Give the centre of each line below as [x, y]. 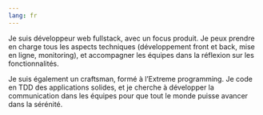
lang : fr [23, 15]
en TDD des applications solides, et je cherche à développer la [111, 87]
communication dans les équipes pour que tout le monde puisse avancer [128, 95]
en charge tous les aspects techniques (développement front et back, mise [132, 46]
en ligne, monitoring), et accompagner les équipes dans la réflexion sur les [131, 55]
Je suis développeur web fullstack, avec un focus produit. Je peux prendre [131, 38]
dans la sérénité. [36, 104]
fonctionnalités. [34, 63]
